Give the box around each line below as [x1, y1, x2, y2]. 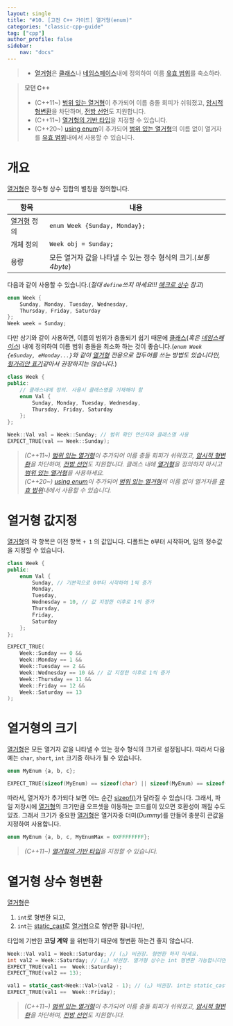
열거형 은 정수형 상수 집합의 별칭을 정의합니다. [7, 184, 130, 193]
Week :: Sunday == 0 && [19, 650, 82, 657]
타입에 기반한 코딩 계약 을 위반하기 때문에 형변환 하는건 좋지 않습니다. [7, 936, 194, 945]
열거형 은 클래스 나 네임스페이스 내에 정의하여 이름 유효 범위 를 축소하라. [34, 69, 222, 77]
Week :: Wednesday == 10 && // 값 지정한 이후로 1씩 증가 [19, 669, 170, 676]
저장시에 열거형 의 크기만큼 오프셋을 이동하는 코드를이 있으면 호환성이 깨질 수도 [14, 802, 226, 811]
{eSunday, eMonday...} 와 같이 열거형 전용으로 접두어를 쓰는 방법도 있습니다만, [7, 351, 221, 359]
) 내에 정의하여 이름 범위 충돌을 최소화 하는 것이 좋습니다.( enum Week [18, 342, 202, 351]
